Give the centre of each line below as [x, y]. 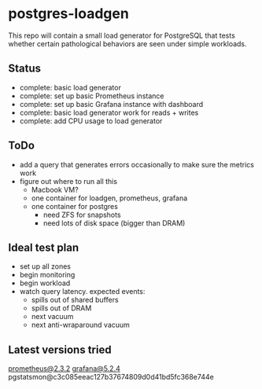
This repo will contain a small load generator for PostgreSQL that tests [122, 35]
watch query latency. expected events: [82, 292]
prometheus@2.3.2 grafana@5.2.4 [64, 369]
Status [25, 69]
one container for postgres [74, 206]
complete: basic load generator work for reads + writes [109, 112]
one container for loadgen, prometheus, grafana [109, 198]
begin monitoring [47, 275]
